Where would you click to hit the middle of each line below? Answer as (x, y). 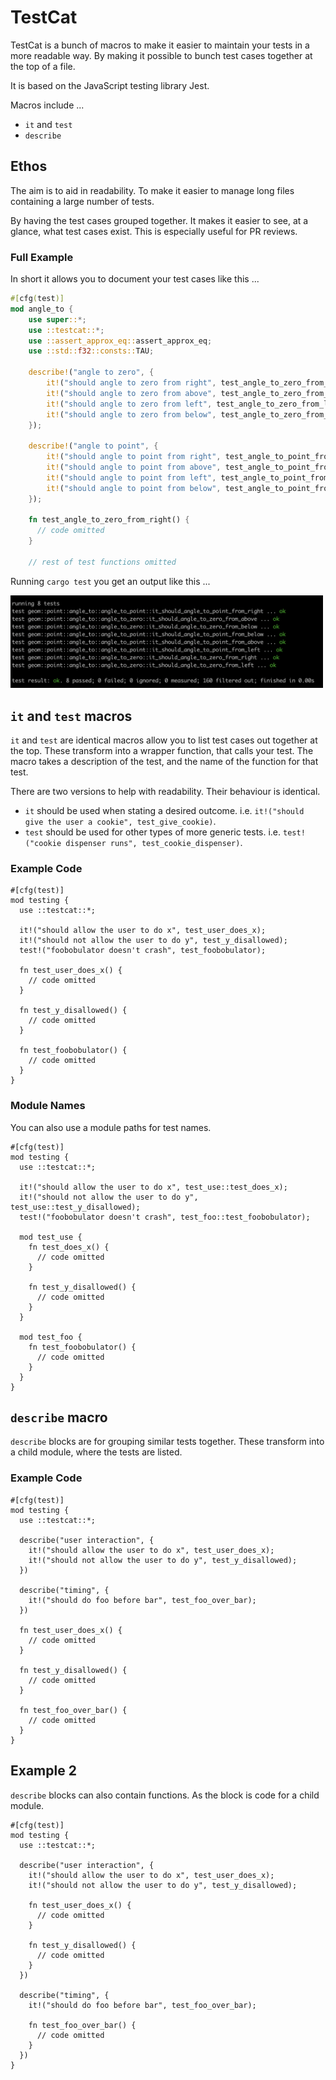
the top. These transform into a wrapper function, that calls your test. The (162, 751)
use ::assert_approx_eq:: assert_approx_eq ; (120, 341)
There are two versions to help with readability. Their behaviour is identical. (165, 792)
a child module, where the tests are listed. (96, 1452)
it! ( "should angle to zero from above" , (131, 393)
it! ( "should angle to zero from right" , (131, 383)
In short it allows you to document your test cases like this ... (135, 279)
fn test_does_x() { (69, 1247)
